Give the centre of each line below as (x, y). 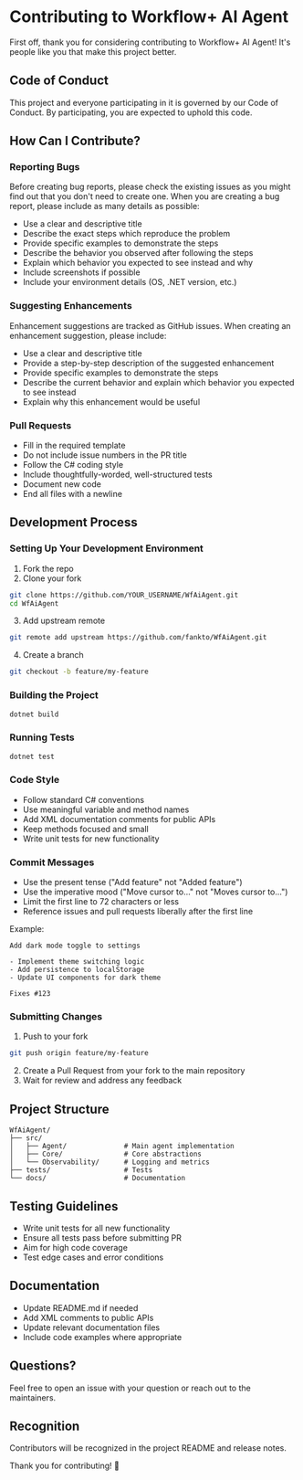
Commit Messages (52, 862)
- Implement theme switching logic (77, 962)
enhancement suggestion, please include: (88, 335)
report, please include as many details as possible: (104, 206)
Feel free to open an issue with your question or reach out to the (130, 1388)
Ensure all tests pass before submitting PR (102, 1237)
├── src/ (26, 1138)
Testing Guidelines (64, 1206)
